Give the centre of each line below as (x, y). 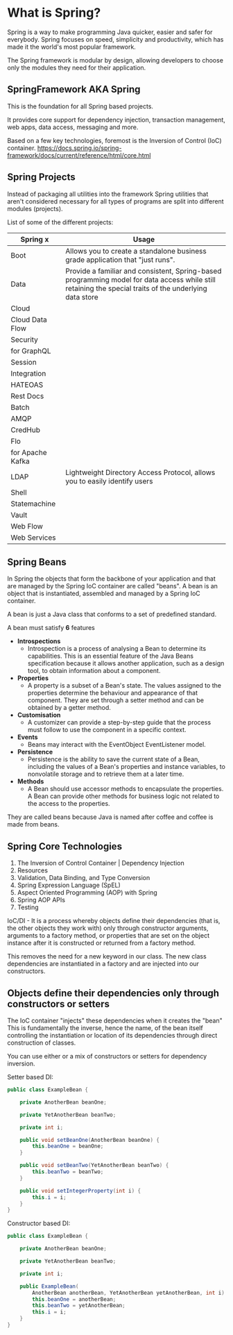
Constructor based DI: (39, 1223)
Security (24, 340)
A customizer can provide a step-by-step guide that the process (119, 722)
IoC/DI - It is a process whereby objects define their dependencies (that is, (114, 921)
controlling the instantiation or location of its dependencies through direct (112, 1035)
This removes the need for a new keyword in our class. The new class (107, 956)
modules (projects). (35, 208)
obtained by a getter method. (69, 708)
